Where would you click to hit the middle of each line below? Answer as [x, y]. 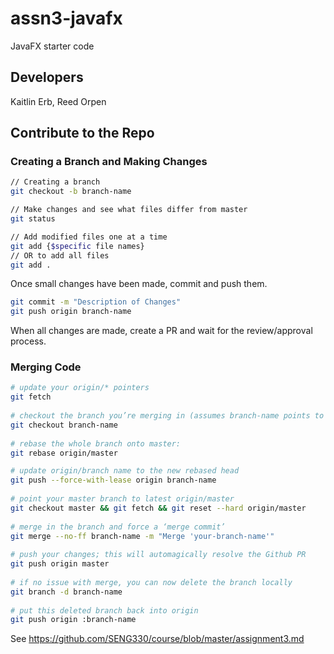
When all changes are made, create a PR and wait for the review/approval [161, 331]
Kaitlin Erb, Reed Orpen [58, 101]
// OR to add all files [60, 255]
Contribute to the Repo [82, 133]
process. [28, 341]
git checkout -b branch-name [71, 192]
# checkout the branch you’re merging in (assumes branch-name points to [167, 416]
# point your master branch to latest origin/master [122, 499]
